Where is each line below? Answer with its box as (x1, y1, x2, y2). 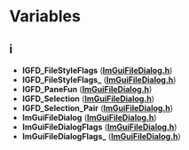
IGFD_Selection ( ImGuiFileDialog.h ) (21, 93, 155, 104)
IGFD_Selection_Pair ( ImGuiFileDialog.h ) (21, 103, 174, 113)
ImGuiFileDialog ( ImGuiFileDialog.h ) (21, 113, 157, 122)
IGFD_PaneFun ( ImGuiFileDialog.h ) (21, 84, 153, 94)
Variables (9, 6, 82, 27)
